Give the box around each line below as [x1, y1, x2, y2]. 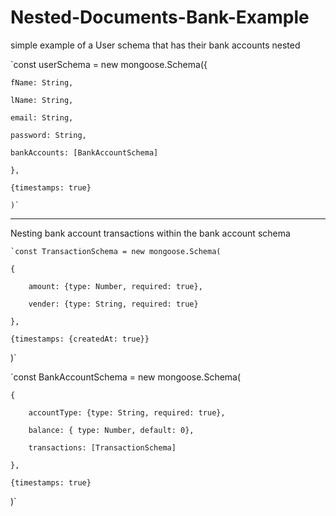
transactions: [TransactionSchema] [28, 442, 177, 453]
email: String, [10, 112, 74, 123]
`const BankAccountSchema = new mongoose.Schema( [10, 371, 242, 383]
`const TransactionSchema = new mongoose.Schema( [10, 246, 222, 256]
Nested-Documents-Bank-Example [10, 6, 310, 29]
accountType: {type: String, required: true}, [28, 407, 226, 418]
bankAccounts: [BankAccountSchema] [10, 147, 159, 158]
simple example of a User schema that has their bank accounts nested [10, 39, 301, 51]
